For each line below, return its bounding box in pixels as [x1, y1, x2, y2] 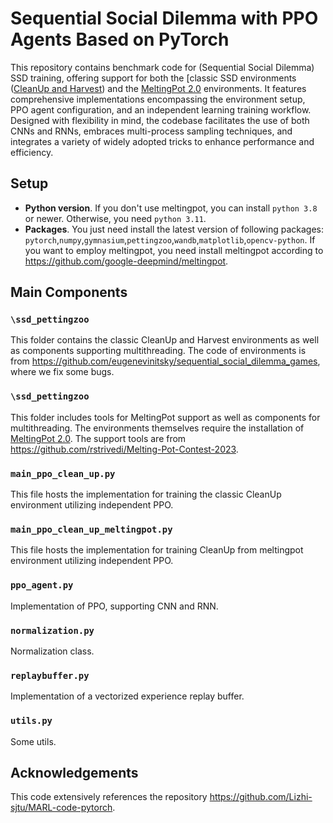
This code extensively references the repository [10, 791, 208, 803]
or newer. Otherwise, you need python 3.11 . [24, 212, 207, 224]
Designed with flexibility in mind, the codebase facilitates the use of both [10, 114, 310, 126]
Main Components [10, 284, 128, 301]
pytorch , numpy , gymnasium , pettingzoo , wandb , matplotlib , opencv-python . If [24, 233, 316, 246]
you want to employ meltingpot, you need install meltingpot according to [24, 244, 324, 256]
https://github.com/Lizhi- [209, 791, 313, 803]
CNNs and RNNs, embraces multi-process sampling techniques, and [10, 125, 293, 137]
